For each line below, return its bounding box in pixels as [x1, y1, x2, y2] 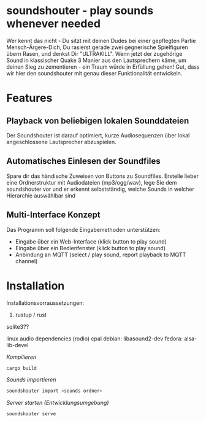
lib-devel [6, 341, 29, 348]
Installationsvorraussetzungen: [6, 299, 85, 307]
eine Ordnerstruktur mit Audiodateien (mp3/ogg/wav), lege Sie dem [6, 178, 177, 186]
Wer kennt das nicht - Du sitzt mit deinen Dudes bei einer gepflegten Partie [6, 37, 196, 44]
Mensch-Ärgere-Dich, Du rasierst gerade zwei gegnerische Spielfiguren [6, 44, 188, 51]
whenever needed [6, 17, 101, 31]
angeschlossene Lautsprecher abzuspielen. [6, 138, 116, 145]
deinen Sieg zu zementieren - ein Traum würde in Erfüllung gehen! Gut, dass [6, 63, 200, 71]
